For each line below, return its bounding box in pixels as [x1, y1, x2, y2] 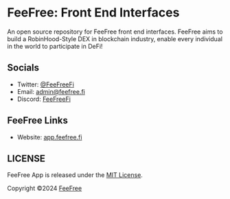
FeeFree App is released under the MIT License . [7, 171, 143, 179]
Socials [7, 62, 40, 73]
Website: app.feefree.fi [16, 132, 82, 141]
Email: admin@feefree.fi [16, 87, 86, 95]
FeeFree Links [7, 115, 69, 126]
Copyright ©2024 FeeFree [7, 184, 82, 193]
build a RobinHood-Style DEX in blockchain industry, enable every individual [7, 34, 223, 43]
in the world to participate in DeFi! [7, 42, 103, 50]
